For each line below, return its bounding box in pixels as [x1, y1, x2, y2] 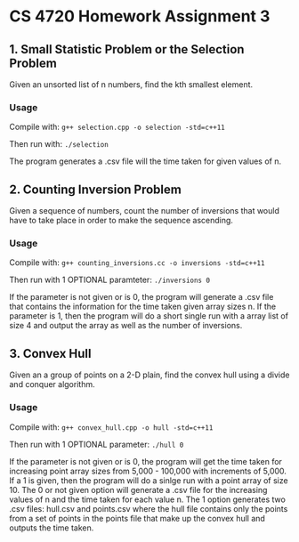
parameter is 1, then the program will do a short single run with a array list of [9, 311, 289, 321]
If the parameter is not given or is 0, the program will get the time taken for [9, 456, 283, 466]
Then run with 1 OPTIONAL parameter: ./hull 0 [9, 439, 184, 449]
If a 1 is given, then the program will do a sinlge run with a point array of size [9, 474, 288, 486]
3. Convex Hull [9, 345, 92, 361]
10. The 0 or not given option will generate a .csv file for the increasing [9, 484, 268, 495]
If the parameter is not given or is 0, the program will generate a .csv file [9, 292, 274, 303]
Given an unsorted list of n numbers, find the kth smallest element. [9, 79, 254, 90]
